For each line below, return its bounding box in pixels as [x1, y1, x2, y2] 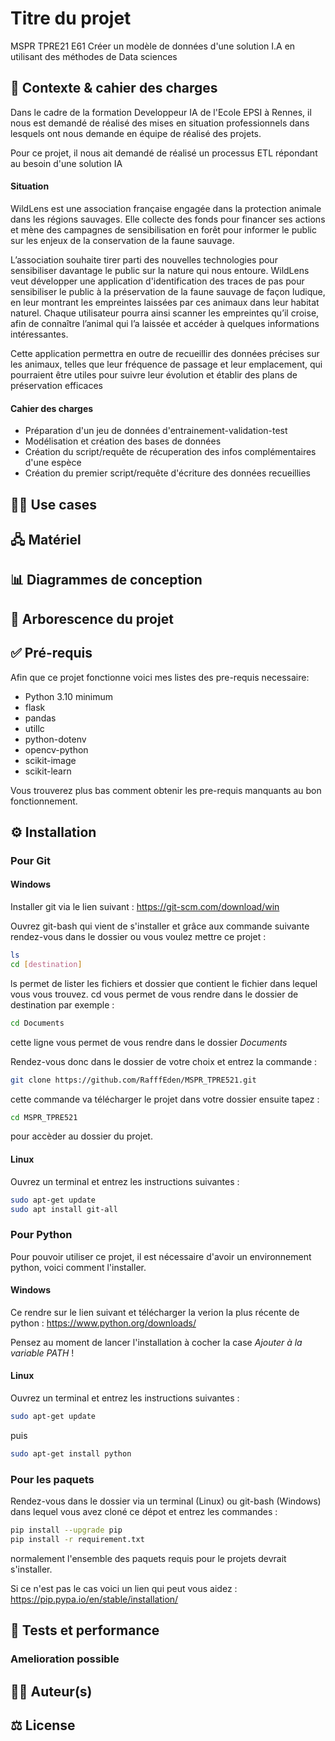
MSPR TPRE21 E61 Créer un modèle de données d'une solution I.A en [10, 40, 296, 52]
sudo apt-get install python [10, 1448, 132, 1459]
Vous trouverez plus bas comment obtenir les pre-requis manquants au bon [10, 784, 322, 796]
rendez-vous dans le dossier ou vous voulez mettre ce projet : [10, 931, 267, 943]
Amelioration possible [10, 1652, 120, 1666]
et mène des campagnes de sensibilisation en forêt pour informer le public [10, 223, 317, 236]
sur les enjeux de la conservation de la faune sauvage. [10, 234, 235, 246]
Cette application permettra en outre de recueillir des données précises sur [10, 347, 320, 359]
